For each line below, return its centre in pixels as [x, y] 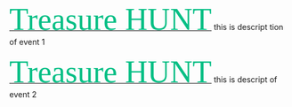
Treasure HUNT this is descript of [143, 72]
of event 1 [27, 42]
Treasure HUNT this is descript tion [146, 19]
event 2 [23, 94]
